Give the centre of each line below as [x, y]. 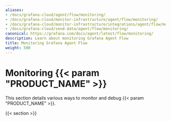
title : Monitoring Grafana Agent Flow [46, 43]
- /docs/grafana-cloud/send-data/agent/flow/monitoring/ [67, 29]
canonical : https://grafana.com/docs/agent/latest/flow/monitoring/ [79, 34]
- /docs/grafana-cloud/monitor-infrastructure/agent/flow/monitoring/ [82, 19]
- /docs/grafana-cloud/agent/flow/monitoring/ [55, 15]
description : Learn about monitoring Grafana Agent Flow [67, 39]
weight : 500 [18, 48]
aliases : [15, 10]
